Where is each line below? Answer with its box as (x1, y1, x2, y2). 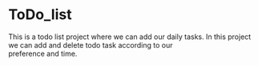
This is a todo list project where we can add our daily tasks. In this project (8, 32, 252, 41)
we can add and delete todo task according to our (8, 40, 173, 49)
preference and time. (8, 49, 78, 58)
